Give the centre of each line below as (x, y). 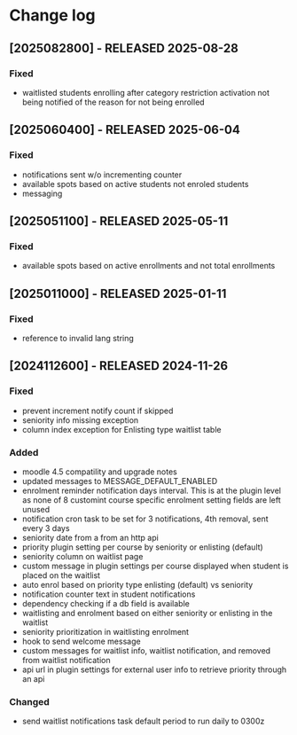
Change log (52, 16)
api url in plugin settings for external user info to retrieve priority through (154, 669)
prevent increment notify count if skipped (98, 411)
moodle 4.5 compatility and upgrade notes (99, 472)
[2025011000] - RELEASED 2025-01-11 (118, 293)
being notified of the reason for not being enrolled (113, 102)
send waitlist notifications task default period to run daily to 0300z (143, 721)
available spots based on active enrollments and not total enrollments (148, 266)
